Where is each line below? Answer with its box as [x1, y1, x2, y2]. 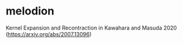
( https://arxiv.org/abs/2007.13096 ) [5, 30, 92, 37]
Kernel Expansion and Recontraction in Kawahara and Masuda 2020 [5, 24, 178, 31]
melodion [5, 4, 54, 18]
